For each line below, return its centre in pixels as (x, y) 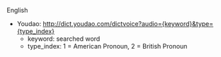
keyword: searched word (64, 39)
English (17, 10)
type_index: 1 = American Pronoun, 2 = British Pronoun (107, 46)
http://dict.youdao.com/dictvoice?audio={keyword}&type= (128, 24)
